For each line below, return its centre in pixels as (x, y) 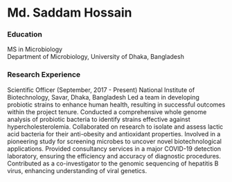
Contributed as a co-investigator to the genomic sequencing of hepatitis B (113, 163)
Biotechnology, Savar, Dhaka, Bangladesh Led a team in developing (103, 97)
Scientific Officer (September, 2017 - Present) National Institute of (101, 90)
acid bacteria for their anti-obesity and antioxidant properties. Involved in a (114, 134)
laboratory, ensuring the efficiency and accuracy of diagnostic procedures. (114, 156)
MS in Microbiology (35, 49)
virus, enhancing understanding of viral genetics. (77, 170)
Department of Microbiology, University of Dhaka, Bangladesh (96, 57)
